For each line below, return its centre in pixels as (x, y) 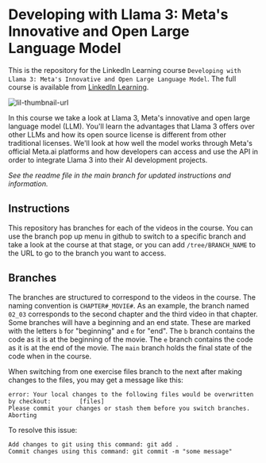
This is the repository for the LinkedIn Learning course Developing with (125, 70)
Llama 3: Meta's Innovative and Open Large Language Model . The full (122, 78)
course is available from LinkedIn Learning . (79, 87)
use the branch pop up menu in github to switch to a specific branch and (127, 236)
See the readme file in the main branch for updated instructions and (120, 175)
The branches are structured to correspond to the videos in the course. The (132, 297)
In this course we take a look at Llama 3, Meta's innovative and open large (129, 117)
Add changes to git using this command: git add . (94, 444)
